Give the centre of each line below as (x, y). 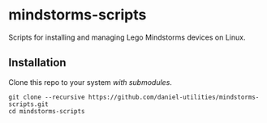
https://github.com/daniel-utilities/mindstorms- (174, 97)
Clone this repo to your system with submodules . (90, 82)
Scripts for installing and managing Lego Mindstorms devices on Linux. (127, 37)
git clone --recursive (47, 97)
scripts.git (28, 104)
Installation (37, 63)
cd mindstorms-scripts (47, 111)
